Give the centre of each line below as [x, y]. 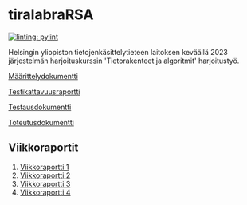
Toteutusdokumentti [41, 122]
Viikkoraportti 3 [45, 183]
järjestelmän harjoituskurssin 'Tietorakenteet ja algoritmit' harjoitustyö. [124, 61]
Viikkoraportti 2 [45, 175]
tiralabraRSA [51, 15]
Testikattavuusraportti [44, 91]
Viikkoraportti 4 [45, 192]
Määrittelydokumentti [43, 76]
